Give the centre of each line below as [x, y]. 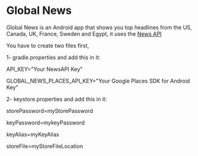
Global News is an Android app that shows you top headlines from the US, [99, 27]
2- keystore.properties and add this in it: [57, 99]
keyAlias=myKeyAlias [33, 134]
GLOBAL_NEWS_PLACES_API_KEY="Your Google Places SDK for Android [98, 81]
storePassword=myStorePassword [50, 110]
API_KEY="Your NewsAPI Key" [45, 69]
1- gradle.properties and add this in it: [53, 57]
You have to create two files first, [48, 46]
